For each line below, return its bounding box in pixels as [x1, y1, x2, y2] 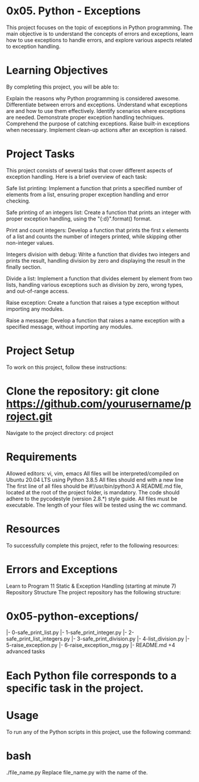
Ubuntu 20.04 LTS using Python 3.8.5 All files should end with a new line [6, 476, 184, 483]
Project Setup [6, 344, 75, 357]
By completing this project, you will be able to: [6, 83, 119, 90]
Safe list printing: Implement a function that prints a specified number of [6, 184, 182, 191]
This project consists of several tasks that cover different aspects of [6, 166, 173, 174]
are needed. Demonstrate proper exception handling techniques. [6, 113, 165, 121]
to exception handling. [6, 43, 61, 50]
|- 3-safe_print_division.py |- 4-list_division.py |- [71, 635, 190, 642]
